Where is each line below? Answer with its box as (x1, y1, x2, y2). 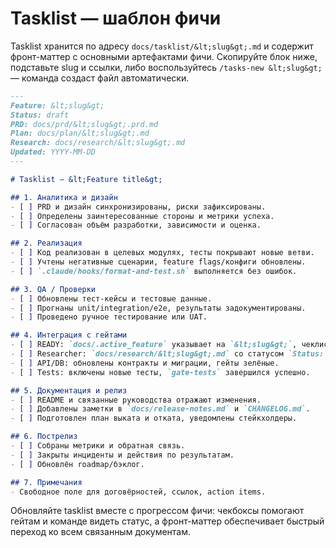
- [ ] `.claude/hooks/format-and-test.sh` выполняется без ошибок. (10, 266, 298, 276)
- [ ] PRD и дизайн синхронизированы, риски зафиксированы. (10, 202, 267, 212)
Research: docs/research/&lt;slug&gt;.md (10, 138, 186, 148)
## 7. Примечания (10, 477, 83, 487)
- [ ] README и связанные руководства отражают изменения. (10, 395, 262, 405)
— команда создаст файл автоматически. (10, 72, 190, 84)
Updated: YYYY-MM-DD (10, 147, 97, 157)
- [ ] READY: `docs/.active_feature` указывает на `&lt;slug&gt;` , (10, 340, 298, 350)
